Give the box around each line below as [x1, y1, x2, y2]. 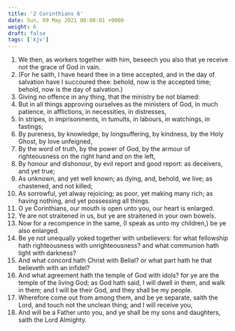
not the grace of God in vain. [17, 63, 101, 71]
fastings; [17, 122, 44, 131]
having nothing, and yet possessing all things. [17, 197, 150, 205]
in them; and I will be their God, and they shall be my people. [17, 286, 193, 295]
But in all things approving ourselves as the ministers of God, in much [17, 100, 218, 108]
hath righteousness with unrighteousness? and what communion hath [17, 241, 220, 250]
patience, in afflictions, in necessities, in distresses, [17, 108, 166, 116]
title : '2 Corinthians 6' [8, 10, 83, 17]
